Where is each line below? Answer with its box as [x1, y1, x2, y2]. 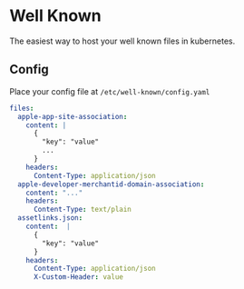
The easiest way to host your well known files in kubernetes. [9, 35, 236, 46]
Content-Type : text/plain [33, 205, 132, 214]
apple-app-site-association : [17, 112, 128, 121]
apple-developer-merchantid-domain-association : [17, 179, 205, 189]
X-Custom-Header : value [33, 273, 124, 282]
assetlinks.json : [17, 214, 83, 223]
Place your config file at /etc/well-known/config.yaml [9, 85, 210, 96]
